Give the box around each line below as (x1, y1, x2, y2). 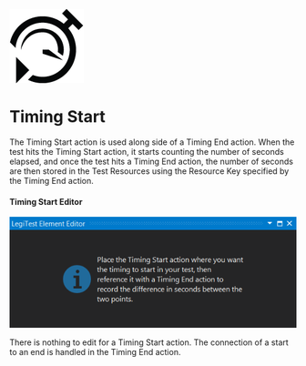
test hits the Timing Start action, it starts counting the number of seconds (9, 146, 284, 157)
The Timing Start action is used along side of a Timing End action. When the (9, 137, 295, 147)
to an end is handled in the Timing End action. (9, 346, 181, 357)
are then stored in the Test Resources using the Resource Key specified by (9, 165, 290, 177)
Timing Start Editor (9, 196, 83, 207)
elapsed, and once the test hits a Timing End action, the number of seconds (9, 156, 294, 167)
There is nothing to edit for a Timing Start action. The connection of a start (9, 337, 289, 348)
